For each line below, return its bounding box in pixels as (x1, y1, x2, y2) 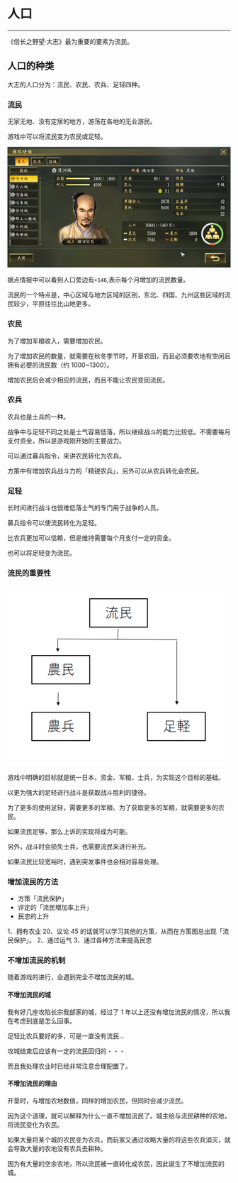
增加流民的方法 (7, 876, 59, 886)
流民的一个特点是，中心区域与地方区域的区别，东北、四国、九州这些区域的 (7, 291, 225, 299)
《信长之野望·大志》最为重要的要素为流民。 (7, 37, 134, 45)
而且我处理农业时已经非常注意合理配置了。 (7, 1062, 132, 1070)
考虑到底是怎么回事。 (13, 1016, 76, 1025)
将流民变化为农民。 (7, 1120, 64, 1128)
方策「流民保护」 (17, 894, 68, 903)
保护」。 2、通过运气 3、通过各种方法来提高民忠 (13, 936, 152, 945)
